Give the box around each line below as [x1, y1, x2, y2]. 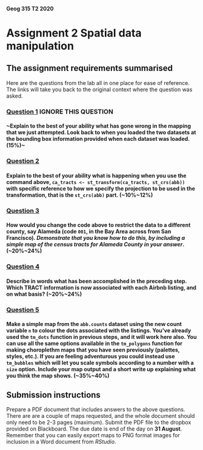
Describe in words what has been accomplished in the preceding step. [6, 277, 187, 285]
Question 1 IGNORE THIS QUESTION [6, 107, 113, 115]
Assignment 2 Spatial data [6, 26, 142, 39]
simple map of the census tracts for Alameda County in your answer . [6, 240, 185, 248]
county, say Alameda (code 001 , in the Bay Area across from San [6, 228, 171, 235]
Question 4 [6, 262, 40, 271]
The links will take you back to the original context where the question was [6, 86, 193, 93]
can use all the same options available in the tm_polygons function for [6, 340, 183, 347]
